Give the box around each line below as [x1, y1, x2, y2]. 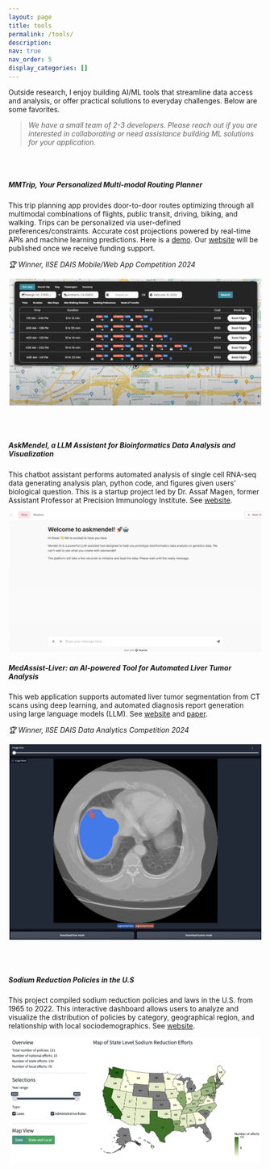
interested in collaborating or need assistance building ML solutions [27, 128, 254, 138]
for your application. [27, 137, 97, 147]
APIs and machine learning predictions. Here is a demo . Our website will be [8, 234, 259, 244]
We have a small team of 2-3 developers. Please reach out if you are [27, 120, 258, 129]
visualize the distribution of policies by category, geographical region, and [8, 1012, 255, 1022]
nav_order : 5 [8, 56, 52, 64]
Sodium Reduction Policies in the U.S [8, 974, 135, 985]
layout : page [8, 13, 52, 21]
